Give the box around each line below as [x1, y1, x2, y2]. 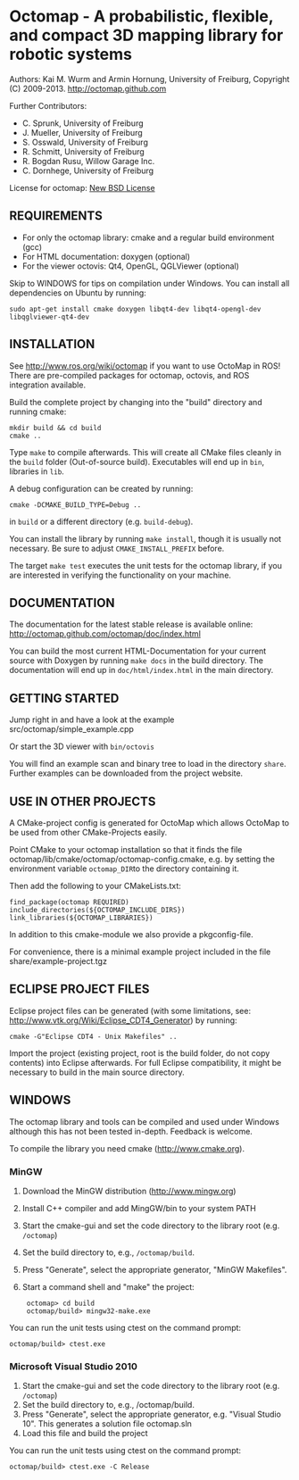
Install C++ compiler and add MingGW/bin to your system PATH [21, 1202, 256, 1213]
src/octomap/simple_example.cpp [9, 724, 134, 735]
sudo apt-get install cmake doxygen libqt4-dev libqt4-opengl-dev [9, 304, 262, 313]
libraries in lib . [9, 466, 64, 477]
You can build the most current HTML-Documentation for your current [9, 645, 267, 657]
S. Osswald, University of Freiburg [21, 137, 149, 147]
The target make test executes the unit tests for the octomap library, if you [9, 560, 283, 570]
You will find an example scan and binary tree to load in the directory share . [9, 759, 287, 769]
